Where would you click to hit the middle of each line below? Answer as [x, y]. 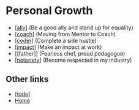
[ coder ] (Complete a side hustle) [56, 40]
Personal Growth [49, 11]
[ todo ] [22, 94]
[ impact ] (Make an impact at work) [58, 47]
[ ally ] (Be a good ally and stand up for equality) [74, 28]
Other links [27, 79]
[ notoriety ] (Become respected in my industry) [73, 60]
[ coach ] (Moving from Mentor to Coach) [65, 34]
